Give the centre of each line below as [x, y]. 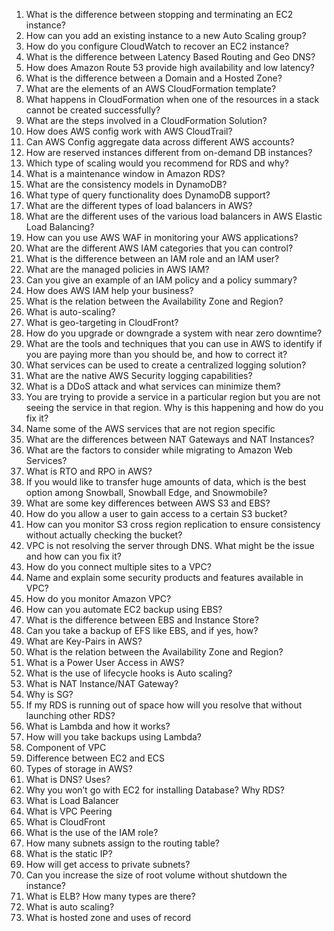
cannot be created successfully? [93, 110]
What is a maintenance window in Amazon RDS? [125, 173]
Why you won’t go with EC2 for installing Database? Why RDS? [155, 790]
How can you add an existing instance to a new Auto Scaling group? [166, 35]
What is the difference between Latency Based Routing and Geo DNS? [170, 57]
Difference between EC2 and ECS [95, 758]
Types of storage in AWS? [79, 768]
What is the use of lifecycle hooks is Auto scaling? [129, 673]
